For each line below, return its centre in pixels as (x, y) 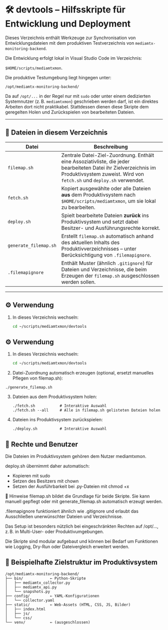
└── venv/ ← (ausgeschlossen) (48, 622)
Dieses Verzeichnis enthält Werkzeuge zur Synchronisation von (70, 38)
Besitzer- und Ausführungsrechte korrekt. (111, 228)
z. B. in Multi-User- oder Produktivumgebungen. (54, 531)
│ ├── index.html (25, 609)
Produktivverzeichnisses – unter (99, 248)
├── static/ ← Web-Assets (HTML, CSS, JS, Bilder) (68, 605)
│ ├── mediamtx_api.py (31, 587)
